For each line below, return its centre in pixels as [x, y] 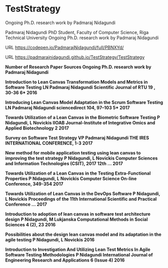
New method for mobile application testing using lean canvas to [73, 153]
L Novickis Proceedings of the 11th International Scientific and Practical [81, 199]
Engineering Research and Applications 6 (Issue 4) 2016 [65, 260]
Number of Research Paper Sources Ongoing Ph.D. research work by [78, 67]
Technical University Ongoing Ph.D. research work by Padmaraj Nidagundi [82, 38]
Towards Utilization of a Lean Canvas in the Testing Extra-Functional [78, 173]
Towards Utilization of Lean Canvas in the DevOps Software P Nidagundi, [83, 193]
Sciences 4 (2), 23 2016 [31, 224]
